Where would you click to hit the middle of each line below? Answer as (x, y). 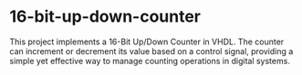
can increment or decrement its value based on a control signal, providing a (151, 51)
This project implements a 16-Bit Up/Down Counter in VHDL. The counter (147, 42)
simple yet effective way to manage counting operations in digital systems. (150, 61)
